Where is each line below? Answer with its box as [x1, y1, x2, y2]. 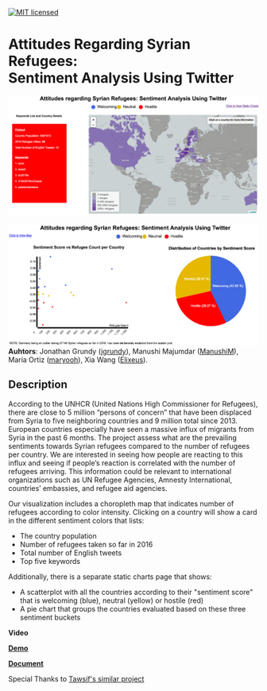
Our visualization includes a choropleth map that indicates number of [8, 499, 234, 508]
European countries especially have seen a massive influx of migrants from [8, 424, 254, 434]
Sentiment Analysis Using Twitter [8, 69, 234, 87]
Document [8, 658, 44, 668]
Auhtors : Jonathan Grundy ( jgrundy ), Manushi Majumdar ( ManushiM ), [8, 346, 239, 356]
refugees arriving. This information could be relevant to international [8, 466, 232, 476]
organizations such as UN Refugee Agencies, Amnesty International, [8, 475, 233, 484]
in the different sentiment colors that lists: [8, 515, 145, 525]
